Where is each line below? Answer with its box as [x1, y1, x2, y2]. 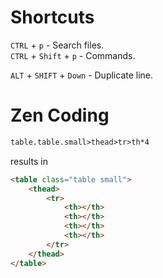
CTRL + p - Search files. [10, 39, 105, 51]
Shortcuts [10, 6, 95, 29]
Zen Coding [10, 104, 110, 127]
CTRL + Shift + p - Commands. [10, 49, 136, 61]
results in [10, 155, 48, 167]
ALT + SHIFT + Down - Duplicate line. [10, 69, 154, 81]
